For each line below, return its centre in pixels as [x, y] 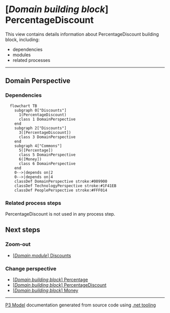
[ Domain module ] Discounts [42, 255]
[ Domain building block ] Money [45, 290]
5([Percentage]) [36, 150]
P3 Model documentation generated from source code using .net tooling [80, 305]
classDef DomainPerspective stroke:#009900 [61, 181]
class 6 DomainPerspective [47, 163]
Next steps [23, 230]
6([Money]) [30, 159]
